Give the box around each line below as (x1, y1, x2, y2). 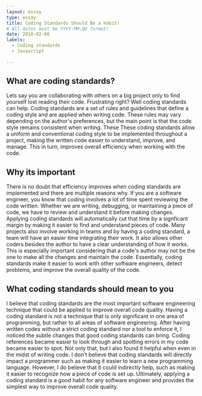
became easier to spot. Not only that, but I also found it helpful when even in (6, 345, 196, 352)
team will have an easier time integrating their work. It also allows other (6, 234, 183, 242)
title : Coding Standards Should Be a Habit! (6, 20, 120, 26)
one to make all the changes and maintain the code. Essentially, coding (6, 254, 183, 261)
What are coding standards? (6, 76, 115, 86)
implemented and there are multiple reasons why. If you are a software (6, 189, 182, 196)
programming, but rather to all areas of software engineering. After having (6, 319, 191, 326)
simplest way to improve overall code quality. (6, 383, 119, 391)
